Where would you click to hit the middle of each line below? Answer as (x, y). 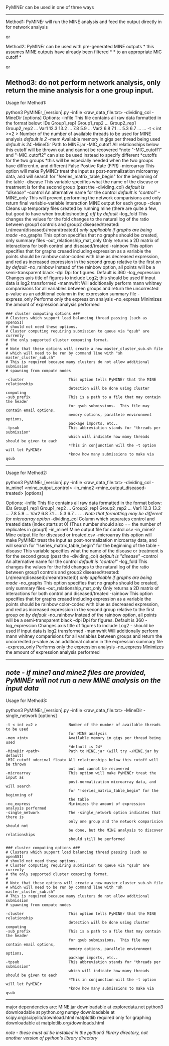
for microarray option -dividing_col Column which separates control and (80, 519)
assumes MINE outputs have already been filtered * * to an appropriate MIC (84, 52)
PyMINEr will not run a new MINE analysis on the (83, 681)
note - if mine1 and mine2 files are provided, (76, 673)
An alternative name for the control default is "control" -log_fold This (76, 561)
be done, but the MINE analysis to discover (116, 830)
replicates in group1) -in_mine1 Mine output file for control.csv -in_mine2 (80, 529)
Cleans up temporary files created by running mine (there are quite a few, (81, 208)
